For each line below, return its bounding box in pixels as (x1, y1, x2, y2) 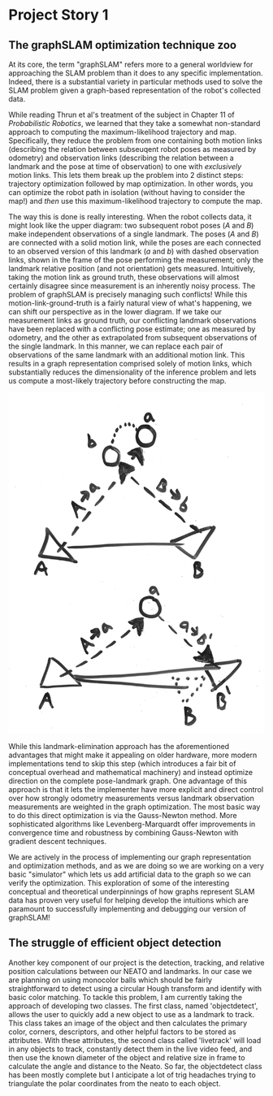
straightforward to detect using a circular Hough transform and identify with (8, 983, 262, 993)
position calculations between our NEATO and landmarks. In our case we (8, 966, 253, 976)
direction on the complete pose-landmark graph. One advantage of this (8, 776, 248, 786)
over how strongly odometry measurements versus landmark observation (8, 794, 254, 803)
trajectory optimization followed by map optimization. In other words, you (8, 179, 253, 188)
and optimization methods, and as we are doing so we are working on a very (8, 861, 264, 870)
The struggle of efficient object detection (8, 936, 222, 950)
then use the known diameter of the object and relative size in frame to (8, 1052, 245, 1062)
